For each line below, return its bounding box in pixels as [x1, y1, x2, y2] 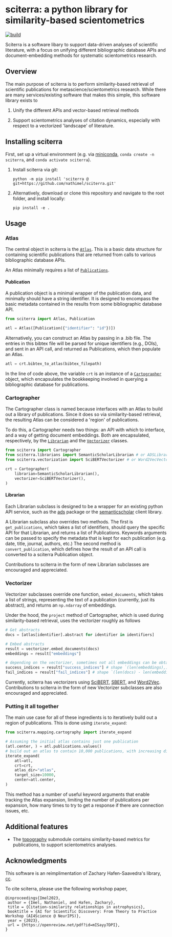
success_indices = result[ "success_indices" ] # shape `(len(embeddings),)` [5, 665, 170, 670]
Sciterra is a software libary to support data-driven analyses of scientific [5, 41, 158, 47]
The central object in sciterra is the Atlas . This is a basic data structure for [5, 246, 162, 252]
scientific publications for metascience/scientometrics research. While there [5, 86, 166, 92]
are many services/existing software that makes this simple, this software [5, 91, 160, 98]
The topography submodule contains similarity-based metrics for [12, 836, 150, 842]
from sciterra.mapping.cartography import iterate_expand [5, 730, 132, 735]
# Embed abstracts [5, 641, 45, 647]
